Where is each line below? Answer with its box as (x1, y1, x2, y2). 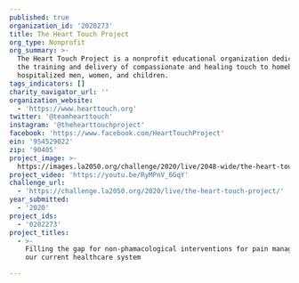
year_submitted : (9, 195, 69, 205)
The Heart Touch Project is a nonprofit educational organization (17, 54, 269, 63)
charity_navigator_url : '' (9, 87, 109, 96)
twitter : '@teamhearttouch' (9, 112, 114, 121)
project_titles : (9, 228, 69, 237)
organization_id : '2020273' (9, 21, 114, 30)
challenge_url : (9, 179, 66, 188)
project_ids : (9, 211, 58, 221)
